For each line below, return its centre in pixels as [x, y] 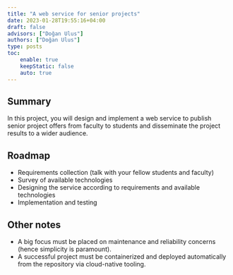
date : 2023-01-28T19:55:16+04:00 [56, 20]
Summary [29, 101]
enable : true [39, 60]
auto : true [36, 73]
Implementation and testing [57, 202]
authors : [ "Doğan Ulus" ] [44, 40]
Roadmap [29, 155]
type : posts [25, 47]
